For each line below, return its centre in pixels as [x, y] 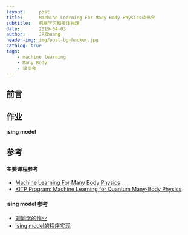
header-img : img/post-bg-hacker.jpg [52, 40]
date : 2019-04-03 [36, 29]
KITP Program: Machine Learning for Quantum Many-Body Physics [98, 189]
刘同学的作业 [31, 218]
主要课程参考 [22, 169]
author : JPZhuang [34, 35]
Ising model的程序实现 [43, 226]
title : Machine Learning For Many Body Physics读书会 [81, 18]
